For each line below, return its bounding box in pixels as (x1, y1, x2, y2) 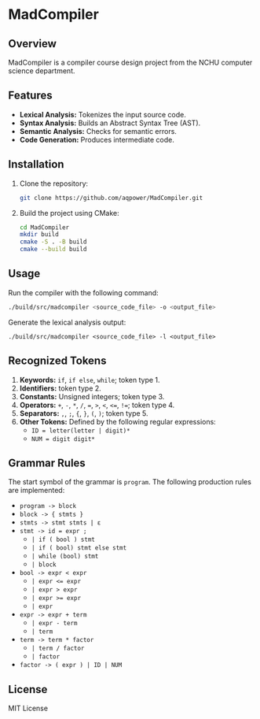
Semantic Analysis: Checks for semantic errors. (19, 126, 177, 135)
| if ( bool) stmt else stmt (31, 544, 127, 552)
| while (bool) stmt (31, 553, 99, 561)
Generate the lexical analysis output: (8, 317, 126, 327)
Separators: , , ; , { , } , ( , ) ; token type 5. (19, 408, 148, 418)
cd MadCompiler (19, 223, 70, 232)
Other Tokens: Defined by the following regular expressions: (19, 417, 216, 426)
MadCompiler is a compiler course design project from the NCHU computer (8, 57, 253, 67)
